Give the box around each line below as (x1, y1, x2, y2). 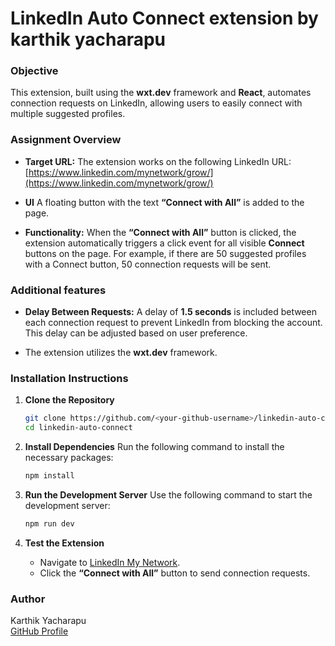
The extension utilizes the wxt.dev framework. (24, 347, 218, 359)
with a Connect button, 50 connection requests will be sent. (24, 258, 272, 270)
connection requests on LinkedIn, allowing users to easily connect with (10, 97, 303, 109)
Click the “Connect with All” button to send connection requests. (39, 567, 311, 579)
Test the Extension (24, 537, 105, 549)
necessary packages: (24, 452, 114, 464)
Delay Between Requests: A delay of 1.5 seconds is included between (24, 306, 317, 318)
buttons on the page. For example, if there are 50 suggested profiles (24, 247, 307, 259)
